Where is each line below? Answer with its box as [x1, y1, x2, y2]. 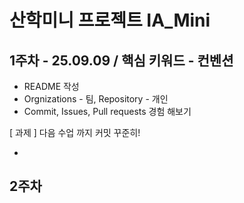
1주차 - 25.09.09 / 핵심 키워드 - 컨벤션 [9, 52, 234, 69]
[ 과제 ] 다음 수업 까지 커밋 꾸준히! [9, 127, 141, 138]
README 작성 [23, 81, 80, 92]
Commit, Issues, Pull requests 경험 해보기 [23, 106, 192, 117]
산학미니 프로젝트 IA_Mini [9, 9, 211, 32]
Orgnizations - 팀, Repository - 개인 [23, 93, 169, 105]
